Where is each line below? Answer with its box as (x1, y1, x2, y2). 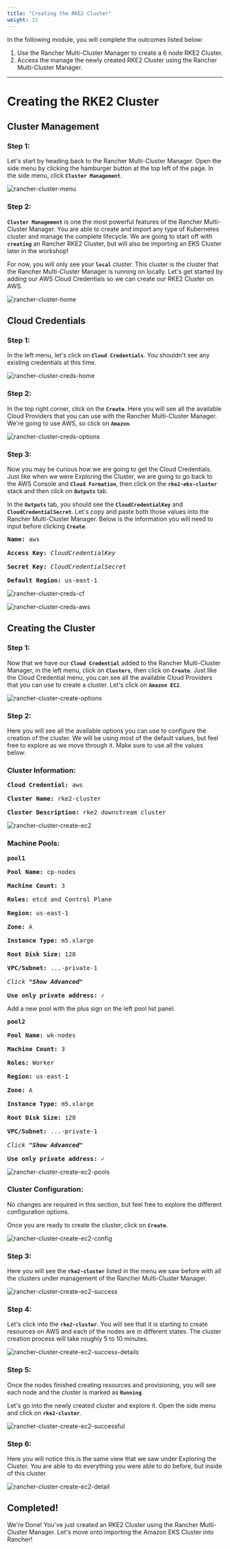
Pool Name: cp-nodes (7, 868, 77, 875)
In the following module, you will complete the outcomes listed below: (7, 35, 204, 43)
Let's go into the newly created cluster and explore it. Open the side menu (7, 1401, 216, 1410)
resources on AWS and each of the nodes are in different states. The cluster (7, 1327, 222, 1336)
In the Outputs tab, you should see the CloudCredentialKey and (7, 500, 183, 508)
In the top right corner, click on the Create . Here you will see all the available (7, 404, 222, 412)
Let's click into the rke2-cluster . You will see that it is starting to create (7, 1320, 208, 1328)
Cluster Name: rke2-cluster (7, 795, 101, 803)
